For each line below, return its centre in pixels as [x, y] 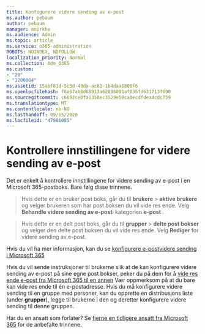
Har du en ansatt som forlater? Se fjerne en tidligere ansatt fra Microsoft [97, 318]
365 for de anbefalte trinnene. [44, 325]
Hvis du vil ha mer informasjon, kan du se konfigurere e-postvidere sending [102, 249]
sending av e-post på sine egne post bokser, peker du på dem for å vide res [102, 274]
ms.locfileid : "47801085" [39, 120]
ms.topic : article [30, 40]
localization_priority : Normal [46, 58]
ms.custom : [20, 69]
